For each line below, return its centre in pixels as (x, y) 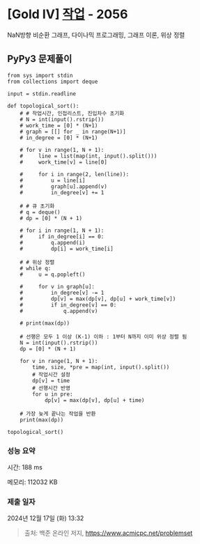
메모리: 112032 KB (32, 482)
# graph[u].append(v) (64, 186)
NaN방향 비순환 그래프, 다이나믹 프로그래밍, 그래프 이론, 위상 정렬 (96, 35)
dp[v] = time (51, 380)
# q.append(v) (59, 311)
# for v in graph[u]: (57, 286)
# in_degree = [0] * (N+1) (59, 138)
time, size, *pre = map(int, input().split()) (101, 367)
